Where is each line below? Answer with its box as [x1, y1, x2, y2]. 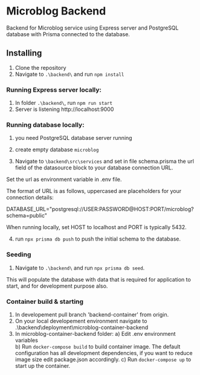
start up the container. [15, 362, 71, 369]
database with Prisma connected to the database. [6, 30, 130, 37]
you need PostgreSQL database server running [15, 134, 132, 142]
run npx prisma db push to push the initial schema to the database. [15, 235, 181, 242]
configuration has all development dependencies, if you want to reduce [15, 349, 193, 356]
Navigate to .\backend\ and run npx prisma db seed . [15, 264, 145, 271]
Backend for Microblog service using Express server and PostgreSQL [6, 24, 179, 31]
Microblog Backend [6, 4, 106, 18]
